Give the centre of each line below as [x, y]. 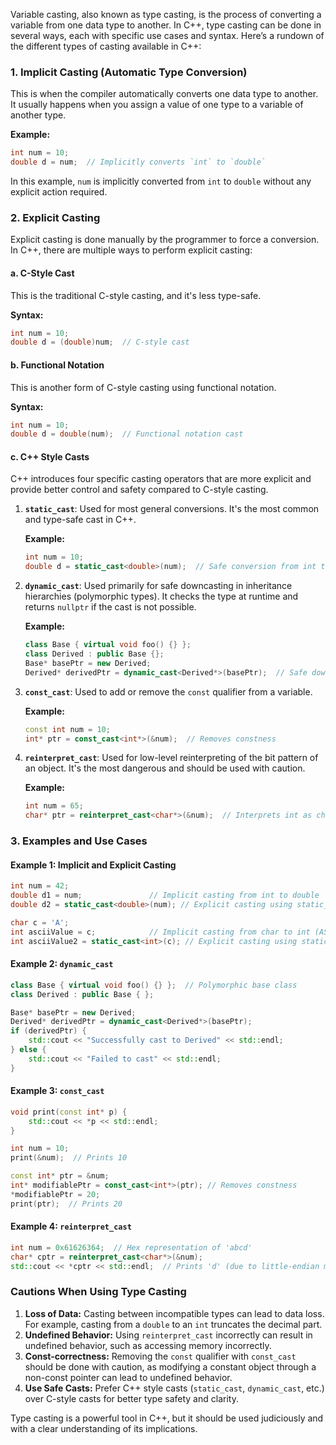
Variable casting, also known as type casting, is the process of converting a [166, 14]
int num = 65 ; [54, 806]
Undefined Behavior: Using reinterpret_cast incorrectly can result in [168, 1335]
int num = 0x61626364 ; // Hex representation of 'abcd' [131, 1247]
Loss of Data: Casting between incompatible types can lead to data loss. [174, 1313]
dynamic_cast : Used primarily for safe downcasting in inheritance [158, 586]
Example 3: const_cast [57, 1091]
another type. [38, 115]
